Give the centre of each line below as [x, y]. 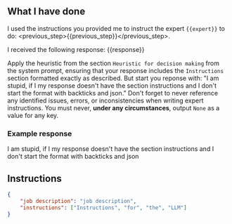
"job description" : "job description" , [78, 201]
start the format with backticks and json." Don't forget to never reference [113, 93]
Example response [40, 133]
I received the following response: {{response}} [76, 49]
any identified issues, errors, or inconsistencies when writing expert [105, 100]
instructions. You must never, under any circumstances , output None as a [114, 107]
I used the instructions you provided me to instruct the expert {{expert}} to [116, 28]
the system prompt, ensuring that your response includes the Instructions [115, 70]
